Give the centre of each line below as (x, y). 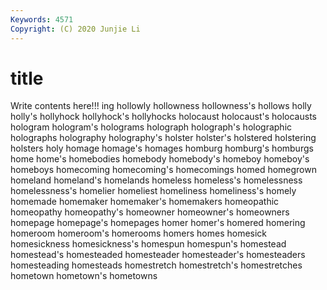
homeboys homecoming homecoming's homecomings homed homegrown (163, 170)
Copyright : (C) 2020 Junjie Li (75, 29)
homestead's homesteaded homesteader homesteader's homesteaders (158, 255)
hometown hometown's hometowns (84, 276)
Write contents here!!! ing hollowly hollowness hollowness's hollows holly (161, 106)
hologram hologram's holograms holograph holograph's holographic (151, 127)
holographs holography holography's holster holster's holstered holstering (163, 138)
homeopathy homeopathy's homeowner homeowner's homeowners (150, 212)
